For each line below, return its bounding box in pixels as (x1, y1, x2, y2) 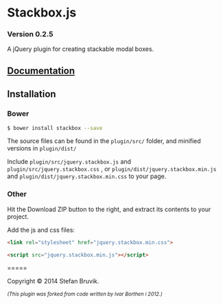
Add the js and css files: (7, 226, 75, 234)
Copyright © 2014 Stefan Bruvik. (7, 277, 99, 285)
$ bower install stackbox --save (7, 124, 103, 131)
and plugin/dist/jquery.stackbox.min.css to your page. (7, 172, 167, 180)
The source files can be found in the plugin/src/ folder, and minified (7, 137, 201, 145)
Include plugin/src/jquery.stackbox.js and (7, 158, 132, 166)
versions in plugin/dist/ (7, 144, 77, 153)
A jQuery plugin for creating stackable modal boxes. (7, 45, 154, 53)
